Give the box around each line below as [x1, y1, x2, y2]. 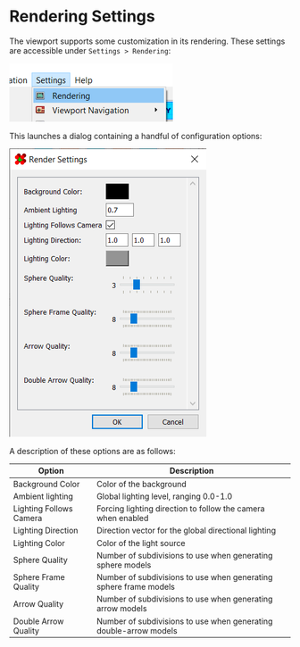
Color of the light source [96, 537, 186, 548]
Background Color [12, 478, 80, 489]
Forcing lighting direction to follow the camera [96, 503, 265, 514]
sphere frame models [96, 582, 176, 593]
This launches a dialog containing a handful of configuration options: [9, 130, 262, 141]
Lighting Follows [12, 503, 73, 514]
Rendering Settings [9, 6, 155, 27]
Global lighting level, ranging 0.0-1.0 [96, 491, 233, 502]
